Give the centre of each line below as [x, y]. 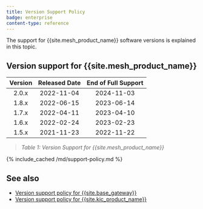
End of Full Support [115, 83]
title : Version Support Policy [46, 12]
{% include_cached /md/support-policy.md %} [65, 159]
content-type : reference [38, 23]
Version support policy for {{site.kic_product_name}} [81, 199]
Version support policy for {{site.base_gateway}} [76, 193]
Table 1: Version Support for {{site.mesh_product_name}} [93, 148]
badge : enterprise [29, 18]
